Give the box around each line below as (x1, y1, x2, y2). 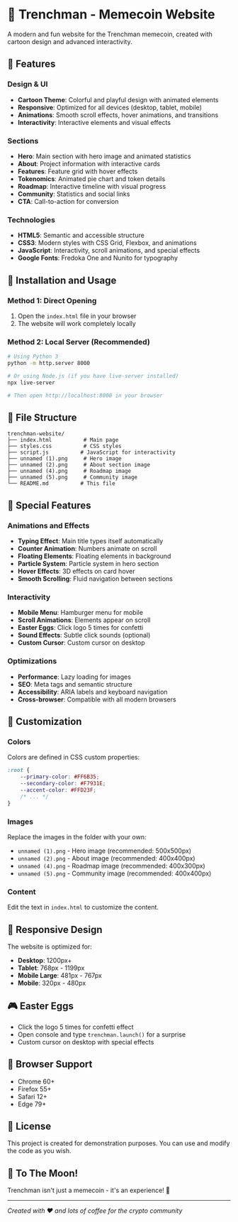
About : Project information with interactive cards (17, 159, 161, 168)
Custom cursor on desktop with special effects (17, 1037, 154, 1046)
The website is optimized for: (7, 942, 92, 951)
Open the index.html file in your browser (17, 312, 137, 320)
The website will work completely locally (17, 319, 136, 327)
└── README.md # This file (7, 480, 115, 487)
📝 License (7, 1120, 52, 1133)
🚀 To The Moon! (7, 1167, 79, 1179)
